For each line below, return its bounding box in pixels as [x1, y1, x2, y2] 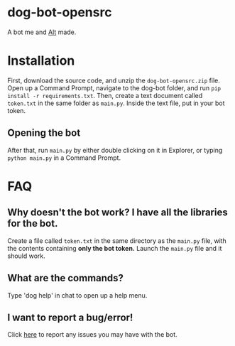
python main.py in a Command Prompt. [7, 153, 121, 162]
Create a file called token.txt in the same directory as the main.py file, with [7, 236, 227, 245]
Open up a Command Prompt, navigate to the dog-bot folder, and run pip [7, 83, 222, 92]
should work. [7, 252, 46, 260]
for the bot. [7, 217, 58, 229]
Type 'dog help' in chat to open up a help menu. [7, 291, 148, 299]
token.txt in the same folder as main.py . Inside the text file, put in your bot [7, 99, 225, 107]
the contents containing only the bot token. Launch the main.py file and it [7, 244, 222, 252]
